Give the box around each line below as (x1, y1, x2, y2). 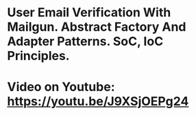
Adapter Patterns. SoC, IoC (7, 34, 164, 49)
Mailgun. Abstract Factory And (7, 19, 186, 35)
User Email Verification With (7, 5, 171, 20)
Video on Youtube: (7, 80, 115, 95)
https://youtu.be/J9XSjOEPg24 (7, 94, 189, 110)
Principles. (7, 48, 70, 64)
